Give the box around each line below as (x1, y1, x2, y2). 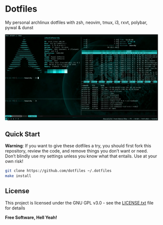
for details (5, 205, 25, 211)
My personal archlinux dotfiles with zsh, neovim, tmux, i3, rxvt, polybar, (5, 19, 148, 25)
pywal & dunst (5, 24, 33, 30)
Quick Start (5, 130, 40, 138)
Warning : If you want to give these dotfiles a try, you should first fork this (5, 143, 151, 149)
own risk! (5, 158, 23, 164)
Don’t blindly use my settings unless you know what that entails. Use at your (5, 153, 158, 159)
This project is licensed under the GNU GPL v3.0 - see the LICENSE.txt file (5, 200, 154, 206)
